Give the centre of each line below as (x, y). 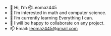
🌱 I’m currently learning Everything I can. (51, 18)
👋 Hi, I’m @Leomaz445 (33, 8)
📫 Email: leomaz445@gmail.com (44, 28)
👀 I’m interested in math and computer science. (58, 13)
